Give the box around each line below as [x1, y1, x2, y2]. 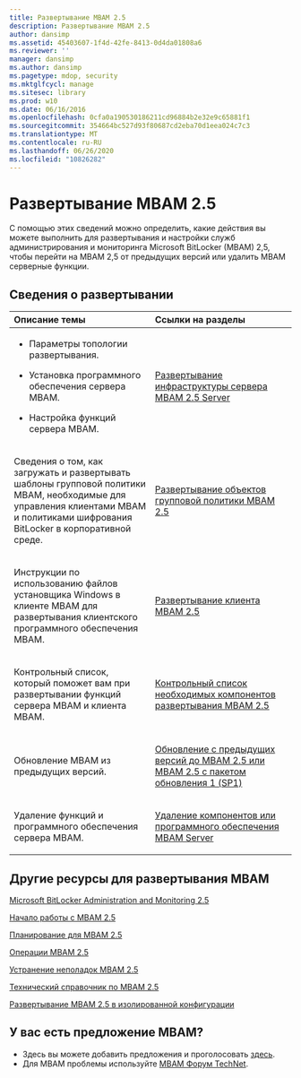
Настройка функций [29, 411, 116, 424]
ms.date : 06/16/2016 [9, 105, 87, 114]
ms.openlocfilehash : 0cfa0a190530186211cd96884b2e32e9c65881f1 [9, 113, 251, 122]
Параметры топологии [29, 338, 128, 350]
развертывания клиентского [13, 611, 139, 624]
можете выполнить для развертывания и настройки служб [9, 232, 236, 243]
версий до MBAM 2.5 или [155, 755, 266, 767]
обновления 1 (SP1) [155, 777, 243, 789]
